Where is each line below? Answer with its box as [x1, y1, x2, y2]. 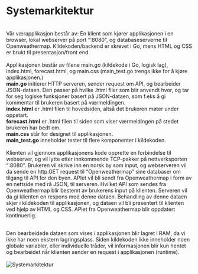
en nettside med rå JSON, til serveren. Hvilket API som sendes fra [6, 180, 167, 187]
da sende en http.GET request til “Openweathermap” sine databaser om [6, 168, 181, 175]
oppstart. [6, 111, 28, 119]
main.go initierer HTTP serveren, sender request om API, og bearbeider [6, 80, 181, 87]
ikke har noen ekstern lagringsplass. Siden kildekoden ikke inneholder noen [6, 236, 190, 243]
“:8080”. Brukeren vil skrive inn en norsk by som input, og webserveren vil [6, 161, 187, 169]
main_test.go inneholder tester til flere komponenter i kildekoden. [6, 136, 167, 143]
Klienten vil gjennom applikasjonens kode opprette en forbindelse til [6, 149, 171, 156]
